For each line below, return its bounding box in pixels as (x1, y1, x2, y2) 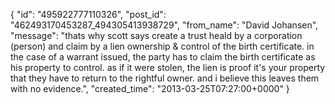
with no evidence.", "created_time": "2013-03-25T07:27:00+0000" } (10, 83, 290, 94)
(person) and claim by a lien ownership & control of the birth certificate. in (10, 40, 315, 52)
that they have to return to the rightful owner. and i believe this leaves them (10, 72, 320, 84)
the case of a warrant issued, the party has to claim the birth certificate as (10, 51, 316, 63)
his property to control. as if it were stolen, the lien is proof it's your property (10, 62, 326, 73)
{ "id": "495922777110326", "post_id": (10, 9, 167, 20)
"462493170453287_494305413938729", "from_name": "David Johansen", (10, 19, 319, 31)
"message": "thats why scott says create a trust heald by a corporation (10, 30, 303, 41)
